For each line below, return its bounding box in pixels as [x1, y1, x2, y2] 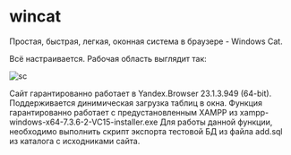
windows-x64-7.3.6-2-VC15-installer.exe [9, 116, 158, 127]
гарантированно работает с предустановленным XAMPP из [9, 107, 238, 117]
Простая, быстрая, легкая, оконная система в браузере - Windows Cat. [9, 36, 284, 47]
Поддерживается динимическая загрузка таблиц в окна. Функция [9, 97, 262, 108]
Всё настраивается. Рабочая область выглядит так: [9, 53, 208, 64]
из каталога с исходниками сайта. [9, 135, 141, 146]
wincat [9, 6, 62, 27]
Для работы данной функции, [159, 116, 273, 127]
